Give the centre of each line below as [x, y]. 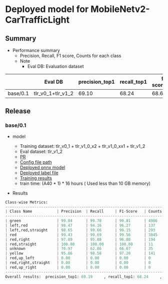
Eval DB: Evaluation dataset [55, 66]
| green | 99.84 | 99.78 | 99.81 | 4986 [81, 221]
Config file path [36, 162]
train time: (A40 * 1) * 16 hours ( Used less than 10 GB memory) [85, 183]
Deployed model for [47, 9]
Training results [36, 178]
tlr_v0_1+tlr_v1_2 [54, 93]
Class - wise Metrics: [27, 202]
